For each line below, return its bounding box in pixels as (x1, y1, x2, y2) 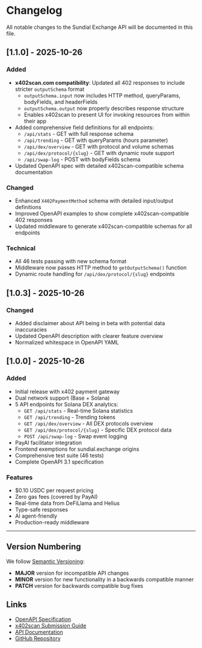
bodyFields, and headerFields (23, 98, 98, 105)
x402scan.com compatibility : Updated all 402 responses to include (14, 79, 185, 86)
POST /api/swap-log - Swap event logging (23, 432, 127, 439)
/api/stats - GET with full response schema (23, 130, 134, 137)
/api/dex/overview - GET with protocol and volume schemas (23, 142, 174, 150)
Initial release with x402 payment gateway (14, 388, 120, 395)
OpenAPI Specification (14, 616, 72, 623)
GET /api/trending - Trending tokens (23, 413, 116, 421)
